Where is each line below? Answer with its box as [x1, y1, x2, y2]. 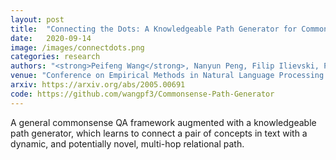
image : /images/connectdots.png [10, 42, 145, 53]
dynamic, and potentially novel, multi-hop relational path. [10, 137, 245, 150]
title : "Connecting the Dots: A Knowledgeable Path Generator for [10, 24, 298, 34]
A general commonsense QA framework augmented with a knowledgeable [10, 116, 317, 128]
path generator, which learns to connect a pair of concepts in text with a [10, 127, 308, 139]
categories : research [10, 52, 101, 62]
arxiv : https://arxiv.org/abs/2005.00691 [10, 80, 186, 90]
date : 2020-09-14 [10, 33, 92, 43]
